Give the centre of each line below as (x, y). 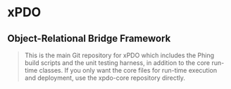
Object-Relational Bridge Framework (89, 38)
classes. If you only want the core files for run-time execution (128, 70)
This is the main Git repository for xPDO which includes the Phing (119, 55)
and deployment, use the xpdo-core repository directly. (105, 78)
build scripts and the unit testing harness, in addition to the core (117, 63)
